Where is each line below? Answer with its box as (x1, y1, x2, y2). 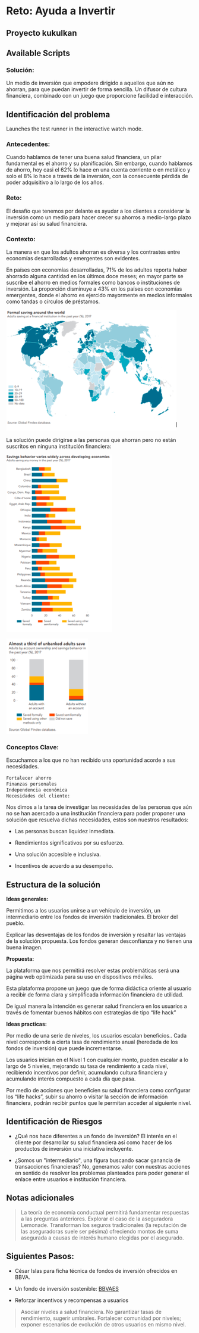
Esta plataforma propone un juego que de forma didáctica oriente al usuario (6, 985, 192, 992)
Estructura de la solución (6, 880, 101, 890)
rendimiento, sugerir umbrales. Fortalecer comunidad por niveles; (20, 1315, 182, 1322)
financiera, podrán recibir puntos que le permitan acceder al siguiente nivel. (6, 1100, 192, 1107)
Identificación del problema (6, 109, 110, 120)
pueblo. (6, 920, 25, 927)
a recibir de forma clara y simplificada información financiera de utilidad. (6, 991, 184, 998)
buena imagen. (6, 944, 43, 951)
